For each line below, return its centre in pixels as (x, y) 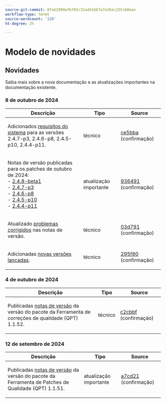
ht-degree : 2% (20, 23)
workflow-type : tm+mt (27, 14)
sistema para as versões (36, 132)
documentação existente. (31, 87)
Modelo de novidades (50, 52)
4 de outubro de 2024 (32, 280)
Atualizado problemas (33, 223)
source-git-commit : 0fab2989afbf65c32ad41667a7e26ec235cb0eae (70, 10)
